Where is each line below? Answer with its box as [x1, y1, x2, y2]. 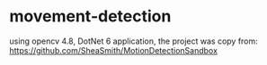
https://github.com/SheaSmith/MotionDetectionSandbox [9, 45, 218, 55]
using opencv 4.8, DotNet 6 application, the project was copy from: [9, 36, 258, 46]
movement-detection [9, 6, 172, 27]
